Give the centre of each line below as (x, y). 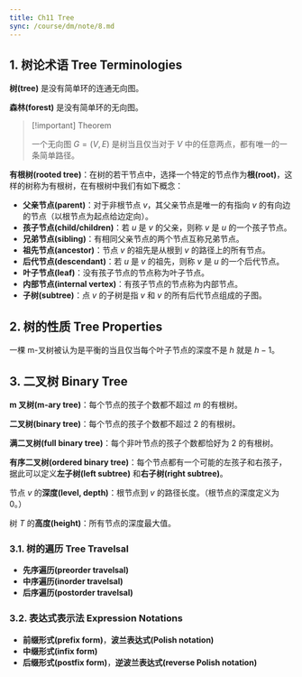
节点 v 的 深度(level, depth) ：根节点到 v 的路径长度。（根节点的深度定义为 (144, 492)
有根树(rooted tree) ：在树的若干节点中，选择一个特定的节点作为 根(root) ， (147, 175)
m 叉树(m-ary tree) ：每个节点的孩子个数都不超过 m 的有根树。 (126, 404)
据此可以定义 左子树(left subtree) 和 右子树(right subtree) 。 (119, 473)
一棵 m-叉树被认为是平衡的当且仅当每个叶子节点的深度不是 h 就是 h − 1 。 (144, 350)
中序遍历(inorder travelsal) (73, 581)
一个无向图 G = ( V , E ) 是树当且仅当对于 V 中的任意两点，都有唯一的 (155, 144)
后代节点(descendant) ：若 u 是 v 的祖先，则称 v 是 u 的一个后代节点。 (153, 262)
